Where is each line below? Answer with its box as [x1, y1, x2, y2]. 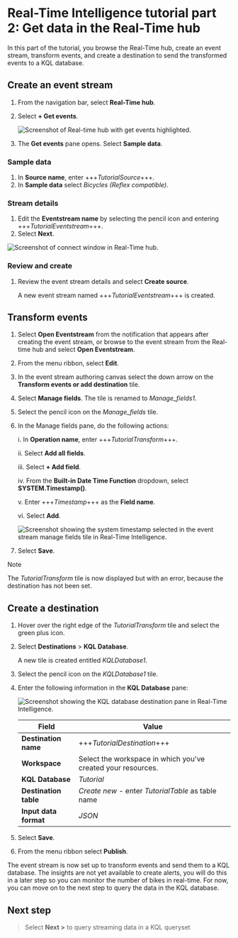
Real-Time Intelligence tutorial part [7, 5, 217, 21]
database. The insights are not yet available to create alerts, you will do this [7, 868, 227, 877]
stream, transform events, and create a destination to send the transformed [7, 51, 227, 60]
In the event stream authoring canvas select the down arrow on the [17, 373, 214, 381]
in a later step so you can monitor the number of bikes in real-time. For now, [7, 876, 229, 885]
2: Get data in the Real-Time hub [7, 20, 200, 36]
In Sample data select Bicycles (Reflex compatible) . [17, 181, 169, 189]
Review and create [7, 261, 73, 271]
